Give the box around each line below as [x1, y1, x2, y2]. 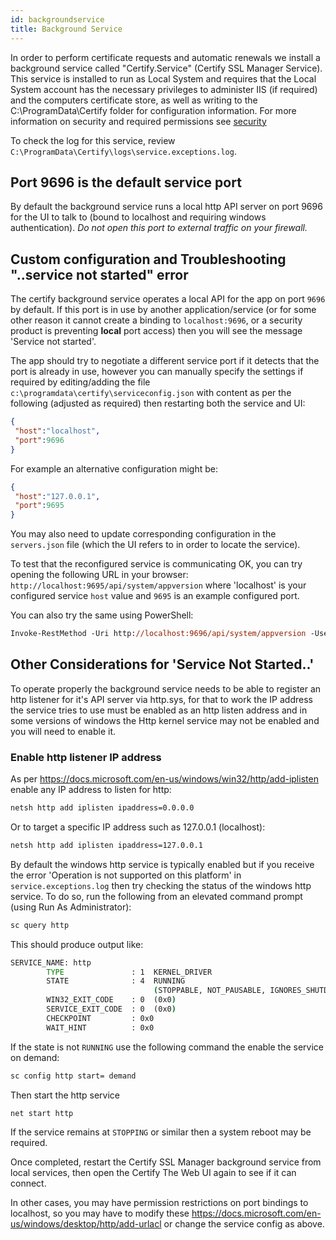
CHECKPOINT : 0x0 [46, 1013, 155, 1023]
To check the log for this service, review [10, 134, 176, 146]
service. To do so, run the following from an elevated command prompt [10, 890, 303, 902]
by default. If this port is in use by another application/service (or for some [10, 304, 317, 316]
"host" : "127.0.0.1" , [14, 491, 101, 501]
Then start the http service [10, 1089, 120, 1101]
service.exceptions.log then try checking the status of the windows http [10, 879, 312, 891]
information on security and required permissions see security [10, 115, 267, 127]
